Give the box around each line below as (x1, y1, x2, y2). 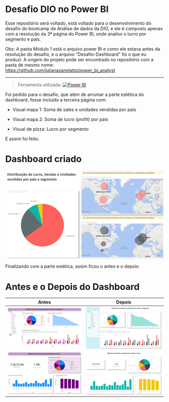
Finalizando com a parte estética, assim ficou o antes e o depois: (5, 263, 140, 269)
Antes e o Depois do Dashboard (5, 281, 140, 292)
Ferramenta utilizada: (17, 81, 62, 87)
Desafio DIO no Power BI (5, 4, 109, 15)
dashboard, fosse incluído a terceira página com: (5, 96, 107, 103)
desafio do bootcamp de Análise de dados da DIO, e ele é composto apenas (5, 25, 163, 31)
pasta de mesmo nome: (5, 62, 54, 68)
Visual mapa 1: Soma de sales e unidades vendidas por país (12, 107, 137, 113)
